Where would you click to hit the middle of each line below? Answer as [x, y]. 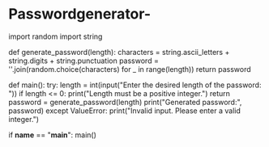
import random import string [56, 36]
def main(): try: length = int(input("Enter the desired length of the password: [135, 85]
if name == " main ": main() [53, 135]
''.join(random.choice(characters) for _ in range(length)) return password [130, 69]
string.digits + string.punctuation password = [84, 61]
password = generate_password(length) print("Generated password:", [125, 102]
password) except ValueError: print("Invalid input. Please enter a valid [124, 111]
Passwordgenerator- [80, 14]
